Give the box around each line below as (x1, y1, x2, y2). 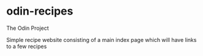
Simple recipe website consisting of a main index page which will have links (6, 36, 197, 43)
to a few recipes (6, 43, 47, 50)
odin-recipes (6, 4, 73, 18)
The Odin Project (6, 24, 49, 32)
